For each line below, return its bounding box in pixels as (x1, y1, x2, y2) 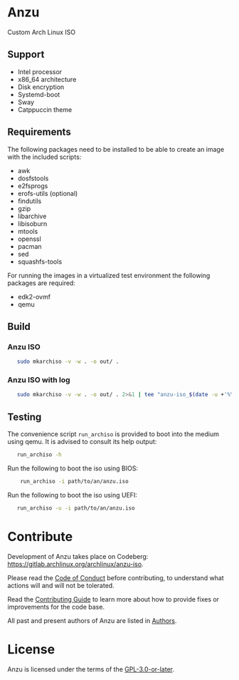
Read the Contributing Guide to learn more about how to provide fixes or (7, 594, 219, 603)
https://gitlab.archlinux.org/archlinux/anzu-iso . (7, 560, 144, 568)
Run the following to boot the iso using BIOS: (7, 464, 139, 473)
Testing (7, 411, 42, 423)
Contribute (7, 528, 73, 545)
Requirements (7, 126, 71, 138)
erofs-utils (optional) (17, 189, 78, 197)
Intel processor (17, 67, 63, 76)
